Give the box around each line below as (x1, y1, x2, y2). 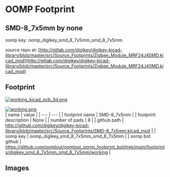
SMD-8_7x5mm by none (5, 24, 83, 32)
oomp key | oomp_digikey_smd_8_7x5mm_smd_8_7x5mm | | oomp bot (5, 133, 151, 139)
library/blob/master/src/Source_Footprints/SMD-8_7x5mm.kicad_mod (5, 127, 151, 134)
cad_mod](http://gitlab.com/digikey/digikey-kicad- (5, 58, 110, 64)
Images (5, 164, 29, 172)
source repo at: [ (5, 47, 40, 53)
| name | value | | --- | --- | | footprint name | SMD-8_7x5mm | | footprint (5, 111, 156, 117)
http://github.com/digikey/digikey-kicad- (5, 122, 90, 128)
